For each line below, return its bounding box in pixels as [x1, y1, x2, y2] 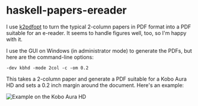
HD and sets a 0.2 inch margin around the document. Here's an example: [6, 81, 184, 89]
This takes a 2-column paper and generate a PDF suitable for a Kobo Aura [6, 75, 187, 82]
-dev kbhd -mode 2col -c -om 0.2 [6, 65, 89, 71]
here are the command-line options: [6, 53, 94, 60]
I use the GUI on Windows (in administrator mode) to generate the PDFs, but [6, 47, 193, 54]
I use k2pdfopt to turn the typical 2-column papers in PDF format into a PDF [6, 23, 191, 30]
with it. [6, 36, 23, 43]
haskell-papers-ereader [6, 4, 127, 17]
